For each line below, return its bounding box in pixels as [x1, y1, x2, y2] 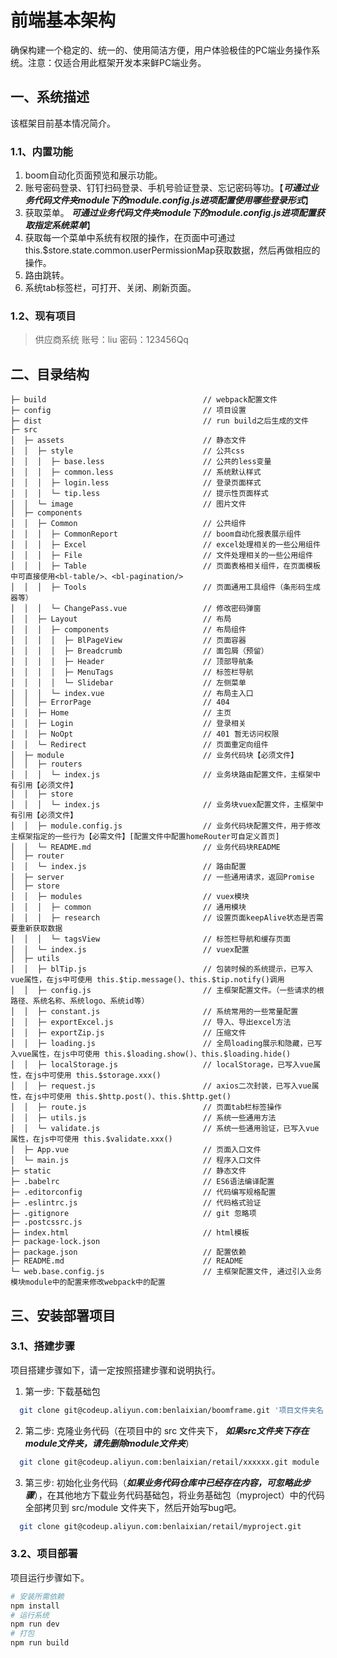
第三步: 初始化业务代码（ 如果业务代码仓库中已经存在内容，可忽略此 [24, 1476, 302, 1488]
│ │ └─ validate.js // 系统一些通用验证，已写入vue [10, 1124, 320, 1134]
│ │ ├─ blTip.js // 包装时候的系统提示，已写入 [10, 964, 313, 975]
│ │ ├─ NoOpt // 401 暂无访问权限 [10, 729, 280, 740]
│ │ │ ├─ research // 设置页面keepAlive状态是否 [10, 913, 317, 923]
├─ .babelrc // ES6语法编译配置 [10, 1177, 275, 1187]
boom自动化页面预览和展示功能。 [24, 169, 163, 181]
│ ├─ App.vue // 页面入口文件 [10, 1145, 262, 1155]
